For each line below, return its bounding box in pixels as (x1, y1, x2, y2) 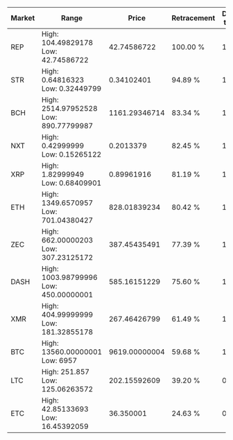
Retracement (171, 13, 216, 23)
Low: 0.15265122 (41, 150, 102, 159)
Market (10, 13, 35, 23)
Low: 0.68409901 (41, 178, 102, 188)
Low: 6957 (41, 356, 78, 365)
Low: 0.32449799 (41, 84, 102, 93)
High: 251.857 (41, 367, 90, 376)
